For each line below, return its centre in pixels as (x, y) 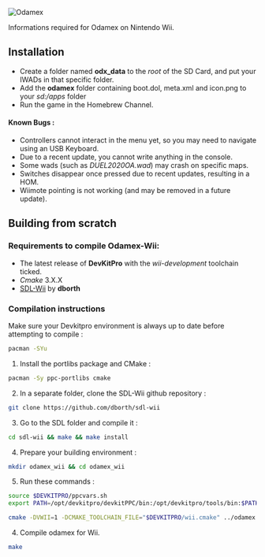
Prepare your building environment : (78, 452)
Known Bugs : (32, 123)
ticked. (30, 271)
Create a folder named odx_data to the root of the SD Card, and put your (138, 71)
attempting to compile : (46, 334)
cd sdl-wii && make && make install (68, 437)
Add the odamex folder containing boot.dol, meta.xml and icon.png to (133, 87)
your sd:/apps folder (53, 96)
